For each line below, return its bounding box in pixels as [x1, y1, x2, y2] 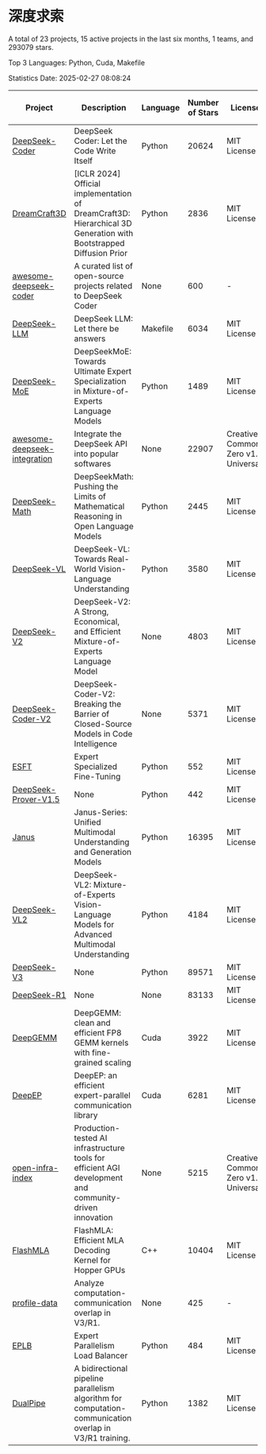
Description [81, 102, 127, 113]
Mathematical [74, 501, 125, 512]
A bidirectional [74, 1363, 128, 1374]
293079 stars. [8, 42, 54, 52]
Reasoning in [74, 510, 123, 521]
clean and [74, 1017, 111, 1028]
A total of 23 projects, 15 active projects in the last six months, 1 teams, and [8, 33, 253, 44]
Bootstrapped [74, 238, 125, 249]
